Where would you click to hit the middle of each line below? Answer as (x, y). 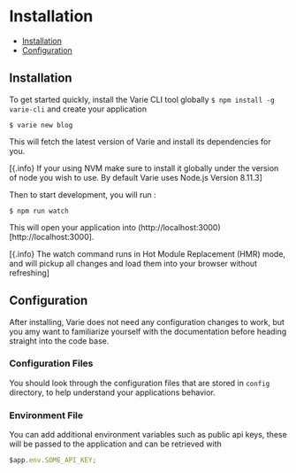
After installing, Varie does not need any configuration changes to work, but (147, 322)
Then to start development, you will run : (83, 194)
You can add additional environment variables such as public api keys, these (148, 435)
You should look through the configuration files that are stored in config (140, 383)
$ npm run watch (39, 211)
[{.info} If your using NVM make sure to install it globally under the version (144, 168)
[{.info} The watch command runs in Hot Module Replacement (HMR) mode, (147, 253)
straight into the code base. (59, 341)
